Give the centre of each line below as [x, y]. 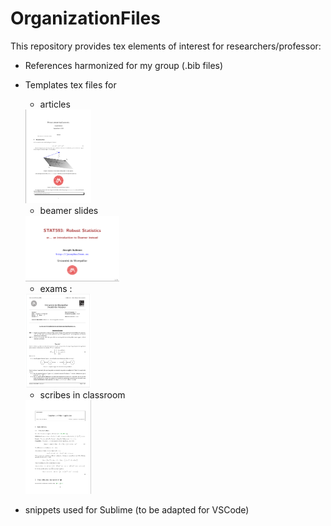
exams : [56, 288]
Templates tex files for [70, 84]
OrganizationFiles [85, 18]
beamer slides [69, 210]
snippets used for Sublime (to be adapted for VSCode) [137, 509]
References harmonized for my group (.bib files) [124, 65]
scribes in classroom [82, 394]
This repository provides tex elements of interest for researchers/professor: [166, 46]
